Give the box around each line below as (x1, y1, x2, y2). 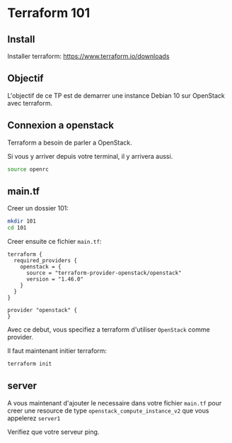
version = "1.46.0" (25, 276, 83, 283)
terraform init (7, 360, 52, 368)
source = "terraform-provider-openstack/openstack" (25, 269, 182, 277)
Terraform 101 (7, 5, 91, 21)
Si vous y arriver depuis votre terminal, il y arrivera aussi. (7, 152, 173, 160)
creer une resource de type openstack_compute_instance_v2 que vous (7, 406, 209, 415)
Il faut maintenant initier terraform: (7, 347, 108, 355)
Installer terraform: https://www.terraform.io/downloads (7, 52, 170, 60)
